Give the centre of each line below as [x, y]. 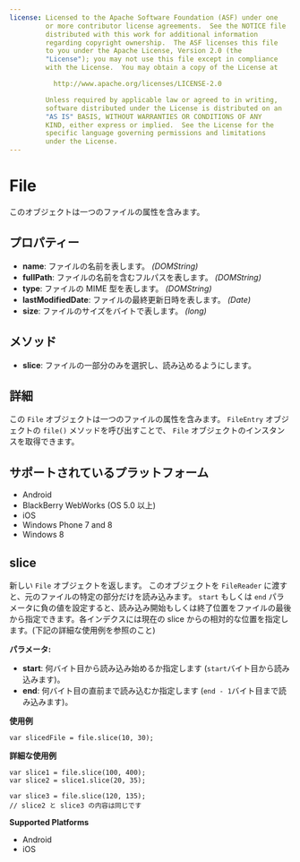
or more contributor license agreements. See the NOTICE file [166, 26]
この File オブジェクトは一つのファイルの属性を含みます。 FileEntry [137, 419]
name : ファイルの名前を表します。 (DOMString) [110, 266]
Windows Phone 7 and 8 [67, 525]
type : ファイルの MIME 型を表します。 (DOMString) [117, 289]
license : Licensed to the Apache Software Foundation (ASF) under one [144, 17]
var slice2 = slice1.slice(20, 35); [77, 780]
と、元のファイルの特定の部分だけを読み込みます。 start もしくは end [138, 596]
